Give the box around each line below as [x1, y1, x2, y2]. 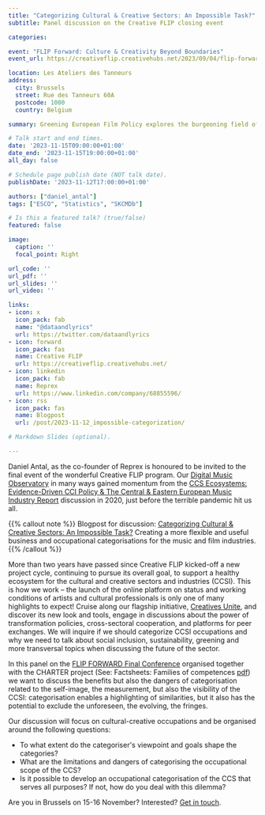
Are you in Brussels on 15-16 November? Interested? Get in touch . [8, 797, 222, 807]
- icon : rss [8, 396, 47, 404]
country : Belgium [15, 106, 73, 114]
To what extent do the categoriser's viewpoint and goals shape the [19, 740, 237, 749]
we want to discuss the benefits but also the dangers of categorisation [8, 676, 238, 685]
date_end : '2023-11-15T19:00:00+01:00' [8, 150, 140, 157]
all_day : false [8, 157, 58, 165]
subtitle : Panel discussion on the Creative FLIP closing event [8, 19, 224, 27]
